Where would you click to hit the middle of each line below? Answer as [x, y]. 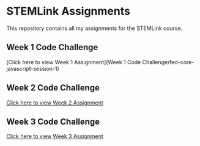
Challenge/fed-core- [168, 62]
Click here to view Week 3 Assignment [55, 136]
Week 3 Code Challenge [53, 121]
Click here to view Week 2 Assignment [55, 103]
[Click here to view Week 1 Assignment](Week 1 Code [74, 62]
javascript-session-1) [33, 68]
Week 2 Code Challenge [53, 88]
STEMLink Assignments [68, 11]
